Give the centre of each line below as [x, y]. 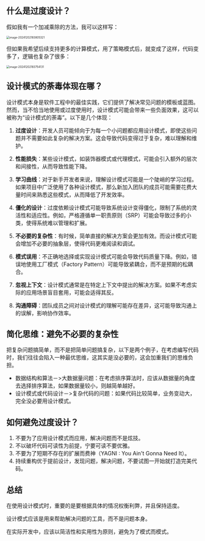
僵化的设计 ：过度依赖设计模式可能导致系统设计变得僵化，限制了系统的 [103, 207]
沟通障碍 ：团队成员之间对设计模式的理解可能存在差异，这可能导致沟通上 [106, 305]
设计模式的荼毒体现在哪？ [54, 86]
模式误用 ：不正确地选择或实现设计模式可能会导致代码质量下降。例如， [103, 256]
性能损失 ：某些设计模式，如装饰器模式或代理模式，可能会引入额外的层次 [106, 158]
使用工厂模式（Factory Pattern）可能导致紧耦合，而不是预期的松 [107, 264]
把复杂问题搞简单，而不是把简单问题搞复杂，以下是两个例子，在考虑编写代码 [103, 350]
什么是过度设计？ [38, 11]
